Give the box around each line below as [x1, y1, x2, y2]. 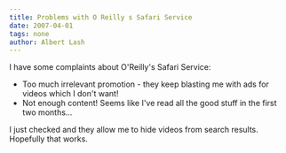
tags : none [9, 29, 50, 38]
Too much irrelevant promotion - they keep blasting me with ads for [21, 79, 269, 89]
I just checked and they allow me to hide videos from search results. [9, 125, 259, 135]
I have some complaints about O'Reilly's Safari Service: [9, 62, 211, 73]
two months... [21, 107, 73, 118]
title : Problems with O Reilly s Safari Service [9, 12, 193, 22]
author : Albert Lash [9, 37, 86, 47]
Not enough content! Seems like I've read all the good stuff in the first [21, 98, 277, 109]
